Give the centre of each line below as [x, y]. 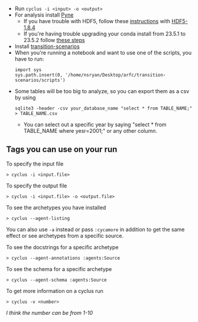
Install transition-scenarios [47, 46]
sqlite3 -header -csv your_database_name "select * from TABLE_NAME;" [103, 109]
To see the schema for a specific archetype [59, 269]
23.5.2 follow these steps [54, 40]
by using [25, 98]
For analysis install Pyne [44, 15]
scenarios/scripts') [40, 80]
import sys [28, 70]
